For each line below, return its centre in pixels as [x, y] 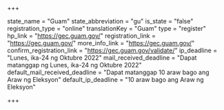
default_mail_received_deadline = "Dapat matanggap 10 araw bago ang [108, 72]
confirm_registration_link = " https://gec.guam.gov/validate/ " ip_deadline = [112, 50]
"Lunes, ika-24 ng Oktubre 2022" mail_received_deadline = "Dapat [102, 58]
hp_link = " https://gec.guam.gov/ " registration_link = [82, 36]
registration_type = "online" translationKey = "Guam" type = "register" [107, 29]
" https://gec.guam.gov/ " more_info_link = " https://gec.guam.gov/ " [101, 43]
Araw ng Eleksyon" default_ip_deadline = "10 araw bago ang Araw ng [106, 79]
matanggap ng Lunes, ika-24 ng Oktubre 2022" [75, 65]
